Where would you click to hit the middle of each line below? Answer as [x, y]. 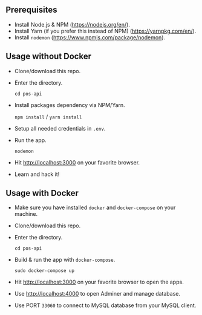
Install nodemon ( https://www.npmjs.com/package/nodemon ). [90, 37]
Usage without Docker [49, 57]
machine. [26, 214]
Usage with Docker [42, 193]
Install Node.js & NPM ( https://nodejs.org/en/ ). [72, 24]
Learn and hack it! [37, 174]
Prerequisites [31, 10]
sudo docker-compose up [44, 271]
